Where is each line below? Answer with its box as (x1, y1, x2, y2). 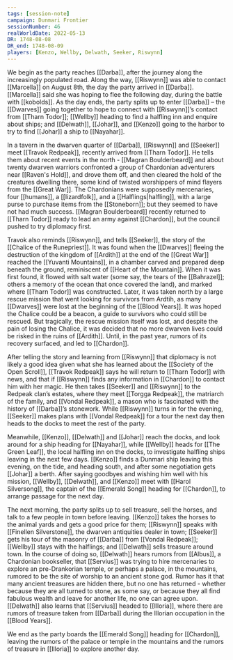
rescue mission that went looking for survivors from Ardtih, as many (7, 294, 202, 303)
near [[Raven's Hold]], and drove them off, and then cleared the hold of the (7, 170, 222, 178)
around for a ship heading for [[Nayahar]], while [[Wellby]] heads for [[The (7, 440, 220, 448)
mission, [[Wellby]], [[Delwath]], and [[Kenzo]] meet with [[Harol (7, 477, 191, 485)
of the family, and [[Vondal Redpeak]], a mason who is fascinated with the (7, 397, 219, 405)
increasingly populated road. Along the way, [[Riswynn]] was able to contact (7, 75, 226, 84)
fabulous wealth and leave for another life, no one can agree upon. (7, 594, 198, 602)
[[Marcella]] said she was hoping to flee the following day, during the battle (7, 90, 223, 98)
